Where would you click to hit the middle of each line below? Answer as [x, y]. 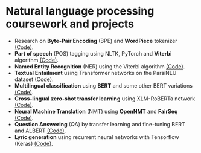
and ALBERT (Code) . [40, 131]
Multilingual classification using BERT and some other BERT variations [103, 85]
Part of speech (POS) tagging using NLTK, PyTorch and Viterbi [93, 53]
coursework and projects [70, 24]
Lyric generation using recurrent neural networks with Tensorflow [97, 137]
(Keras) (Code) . [34, 143]
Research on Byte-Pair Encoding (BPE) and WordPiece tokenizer [96, 41]
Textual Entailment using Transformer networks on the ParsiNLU [95, 73]
